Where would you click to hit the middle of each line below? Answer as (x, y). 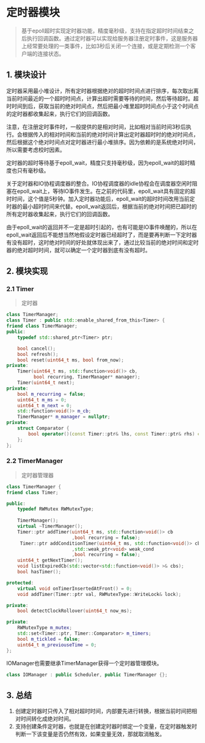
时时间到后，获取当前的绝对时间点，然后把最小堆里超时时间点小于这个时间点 (103, 106)
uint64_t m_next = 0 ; (45, 405)
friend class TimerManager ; (42, 326)
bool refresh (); (38, 354)
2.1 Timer (20, 289)
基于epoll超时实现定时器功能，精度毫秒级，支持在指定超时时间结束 (105, 31)
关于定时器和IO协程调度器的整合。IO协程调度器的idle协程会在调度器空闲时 (99, 183)
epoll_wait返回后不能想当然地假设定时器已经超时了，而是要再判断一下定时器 (102, 235)
